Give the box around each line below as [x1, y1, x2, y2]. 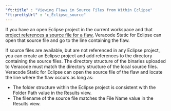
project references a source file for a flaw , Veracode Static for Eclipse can [5, 32, 162, 38]
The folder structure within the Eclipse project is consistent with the [12, 84, 156, 90]
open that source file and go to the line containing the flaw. [5, 37, 130, 43]
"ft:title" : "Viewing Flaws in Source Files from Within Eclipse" [5, 7, 153, 13]
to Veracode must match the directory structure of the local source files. [5, 63, 158, 70]
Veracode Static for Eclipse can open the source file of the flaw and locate [5, 69, 163, 75]
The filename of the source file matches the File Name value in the [12, 95, 154, 101]
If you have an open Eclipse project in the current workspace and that [5, 26, 153, 32]
